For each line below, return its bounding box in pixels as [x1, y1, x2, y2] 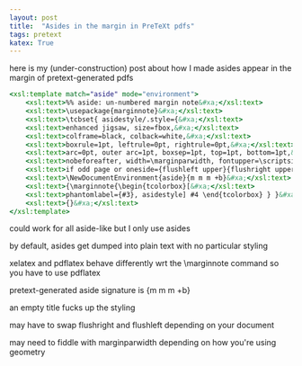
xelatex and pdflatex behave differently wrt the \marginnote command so [9, 258, 280, 269]
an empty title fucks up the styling [9, 302, 136, 313]
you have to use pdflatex [9, 267, 101, 279]
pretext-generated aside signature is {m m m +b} [9, 285, 191, 296]
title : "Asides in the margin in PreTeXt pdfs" [9, 22, 195, 31]
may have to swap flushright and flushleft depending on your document [9, 320, 275, 331]
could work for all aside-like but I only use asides [9, 223, 191, 234]
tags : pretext [9, 30, 63, 39]
